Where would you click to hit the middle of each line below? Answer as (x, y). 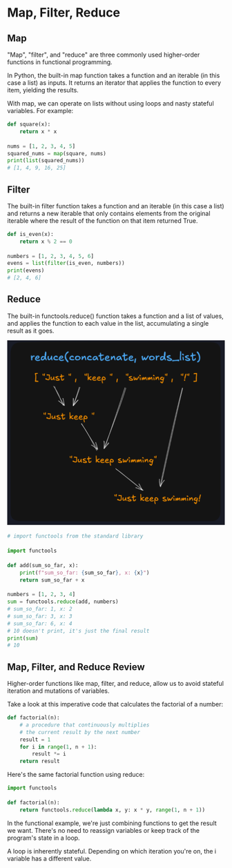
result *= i (49, 754)
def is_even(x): (30, 234)
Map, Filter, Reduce (64, 13)
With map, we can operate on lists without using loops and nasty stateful (110, 103)
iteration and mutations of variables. (58, 691)
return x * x (38, 131)
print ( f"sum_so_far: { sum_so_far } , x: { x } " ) (85, 573)
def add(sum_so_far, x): (43, 565)
